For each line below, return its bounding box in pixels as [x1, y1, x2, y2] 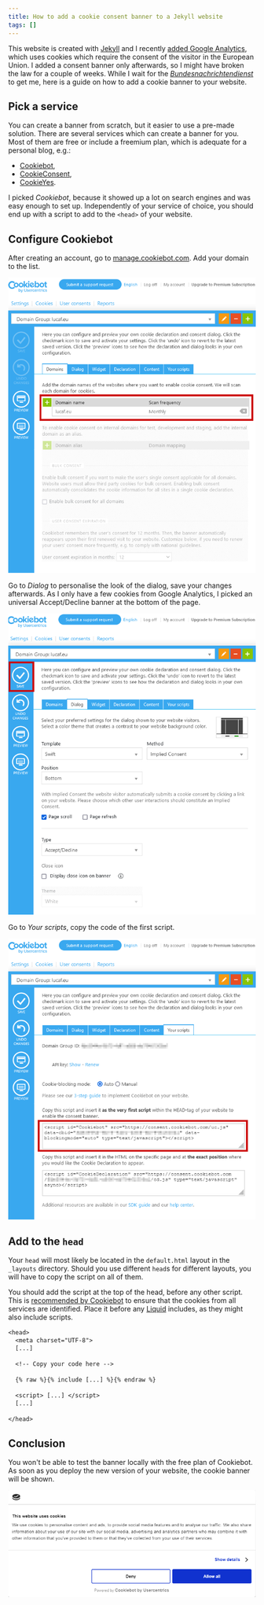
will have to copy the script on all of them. [8, 1272, 144, 1282]
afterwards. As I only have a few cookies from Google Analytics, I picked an [8, 588, 253, 598]
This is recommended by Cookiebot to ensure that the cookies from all [8, 1296, 236, 1305]
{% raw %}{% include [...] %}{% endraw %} [15, 1376, 156, 1384]
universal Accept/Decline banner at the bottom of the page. [8, 597, 201, 607]
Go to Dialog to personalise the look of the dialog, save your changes [8, 581, 233, 590]
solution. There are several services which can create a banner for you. [8, 129, 240, 138]
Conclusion [8, 1437, 66, 1450]
